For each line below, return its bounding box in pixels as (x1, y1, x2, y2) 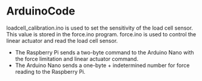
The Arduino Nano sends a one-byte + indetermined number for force (15, 62, 190, 69)
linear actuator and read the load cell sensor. (6, 37, 118, 44)
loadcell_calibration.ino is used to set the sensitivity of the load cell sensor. (6, 24, 193, 31)
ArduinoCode (6, 4, 76, 18)
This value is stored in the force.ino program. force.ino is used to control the (6, 30, 197, 37)
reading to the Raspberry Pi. (15, 68, 86, 75)
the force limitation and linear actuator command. (15, 55, 138, 62)
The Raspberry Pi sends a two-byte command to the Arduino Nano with (15, 48, 194, 56)
